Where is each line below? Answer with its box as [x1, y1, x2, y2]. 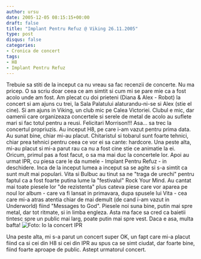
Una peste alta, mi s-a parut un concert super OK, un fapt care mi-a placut [6, 233, 191, 240]
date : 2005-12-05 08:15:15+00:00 [6, 14, 90, 20]
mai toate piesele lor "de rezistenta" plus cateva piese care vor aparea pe [6, 183, 188, 190]
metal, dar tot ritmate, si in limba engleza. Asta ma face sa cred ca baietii [6, 209, 186, 216]
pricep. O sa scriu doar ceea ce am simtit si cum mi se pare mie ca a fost [6, 88, 187, 95]
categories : [6, 43, 36, 49]
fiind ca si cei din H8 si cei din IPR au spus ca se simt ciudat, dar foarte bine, [6, 240, 195, 247]
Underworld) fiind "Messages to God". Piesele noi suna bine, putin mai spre [6, 203, 193, 210]
